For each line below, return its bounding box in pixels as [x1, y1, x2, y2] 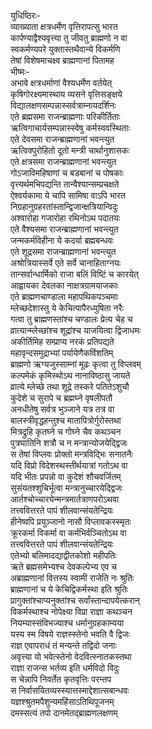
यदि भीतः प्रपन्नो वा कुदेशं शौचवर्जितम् [10, 471, 122, 482]
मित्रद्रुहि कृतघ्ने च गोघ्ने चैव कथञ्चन [10, 426, 122, 437]
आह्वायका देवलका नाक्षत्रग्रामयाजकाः [10, 280, 119, 291]
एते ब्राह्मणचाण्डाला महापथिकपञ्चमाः [10, 291, 119, 302]
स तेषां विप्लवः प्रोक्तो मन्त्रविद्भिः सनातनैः [10, 448, 133, 460]
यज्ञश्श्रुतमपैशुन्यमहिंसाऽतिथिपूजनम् [10, 696, 115, 707]
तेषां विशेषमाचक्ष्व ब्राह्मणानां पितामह [10, 55, 115, 66]
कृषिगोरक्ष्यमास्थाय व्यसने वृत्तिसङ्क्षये [10, 88, 123, 100]
